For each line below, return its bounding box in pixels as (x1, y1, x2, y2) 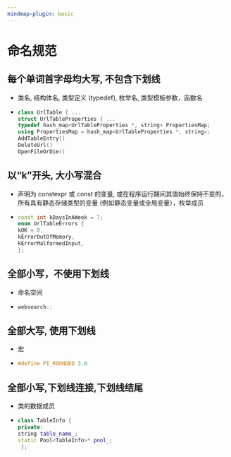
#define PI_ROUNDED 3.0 (17, 360, 88, 367)
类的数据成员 (17, 402, 55, 410)
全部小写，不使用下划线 (7, 268, 109, 280)
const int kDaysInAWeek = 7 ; (17, 213, 104, 221)
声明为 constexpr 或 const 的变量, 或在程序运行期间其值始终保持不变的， (17, 189, 227, 198)
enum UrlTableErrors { (17, 220, 85, 227)
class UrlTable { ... (17, 109, 82, 116)
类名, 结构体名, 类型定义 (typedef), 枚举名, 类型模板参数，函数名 (17, 93, 203, 102)
